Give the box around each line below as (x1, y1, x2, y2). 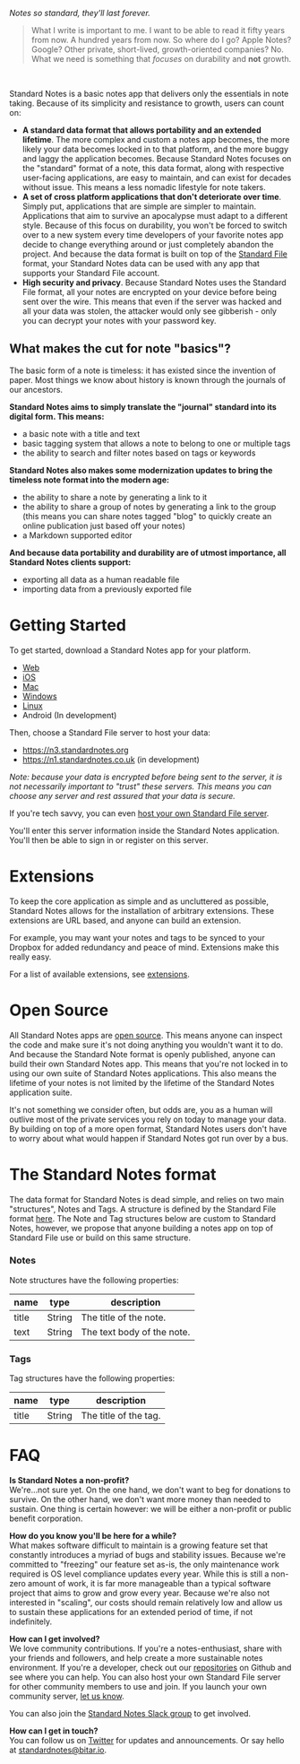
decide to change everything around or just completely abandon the (21, 239, 274, 249)
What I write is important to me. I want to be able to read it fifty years (30, 25, 285, 35)
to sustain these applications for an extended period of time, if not (9, 1607, 253, 1618)
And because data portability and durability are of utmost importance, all (9, 547, 287, 558)
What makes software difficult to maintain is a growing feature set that (9, 1540, 269, 1551)
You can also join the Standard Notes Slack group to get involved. (9, 1708, 252, 1719)
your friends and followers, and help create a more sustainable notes (9, 1653, 263, 1664)
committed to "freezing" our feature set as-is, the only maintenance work (9, 1560, 279, 1570)
